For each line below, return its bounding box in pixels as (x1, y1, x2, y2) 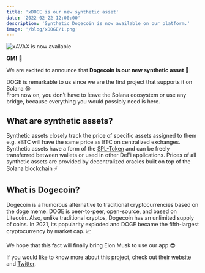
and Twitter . (6, 260, 37, 267)
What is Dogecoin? (6, 185, 80, 195)
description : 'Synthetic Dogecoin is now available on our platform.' (6, 20, 190, 26)
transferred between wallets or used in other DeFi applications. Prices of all (6, 151, 196, 159)
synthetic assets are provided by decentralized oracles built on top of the (6, 158, 191, 165)
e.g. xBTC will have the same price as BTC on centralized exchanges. (6, 138, 181, 146)
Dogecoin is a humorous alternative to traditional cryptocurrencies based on (6, 201, 199, 208)
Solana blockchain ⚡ (6, 165, 58, 172)
